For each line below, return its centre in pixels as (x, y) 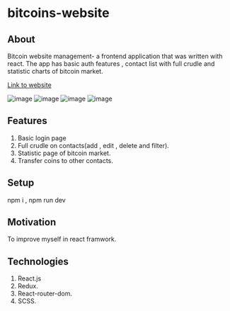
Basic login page (42, 138)
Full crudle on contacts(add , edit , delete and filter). (93, 145)
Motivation (32, 222)
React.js (29, 278)
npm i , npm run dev (36, 200)
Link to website (29, 85)
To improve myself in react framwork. (62, 239)
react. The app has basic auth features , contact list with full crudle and (111, 64)
